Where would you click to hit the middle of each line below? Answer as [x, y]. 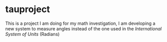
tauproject [28, 9]
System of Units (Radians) [32, 34]
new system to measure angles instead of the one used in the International [83, 28]
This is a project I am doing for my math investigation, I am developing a [80, 23]
